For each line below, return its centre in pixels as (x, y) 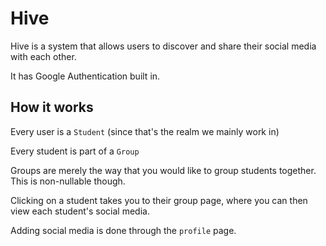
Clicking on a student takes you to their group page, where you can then (159, 200)
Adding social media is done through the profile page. (123, 230)
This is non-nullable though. (68, 181)
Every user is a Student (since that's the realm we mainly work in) (145, 131)
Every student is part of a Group (75, 151)
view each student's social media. (80, 211)
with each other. (43, 56)
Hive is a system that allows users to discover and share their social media (163, 46)
